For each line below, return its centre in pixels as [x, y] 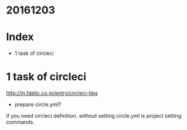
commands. [21, 122]
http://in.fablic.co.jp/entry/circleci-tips [52, 93]
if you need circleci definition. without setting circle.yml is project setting [94, 116]
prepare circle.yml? [38, 105]
